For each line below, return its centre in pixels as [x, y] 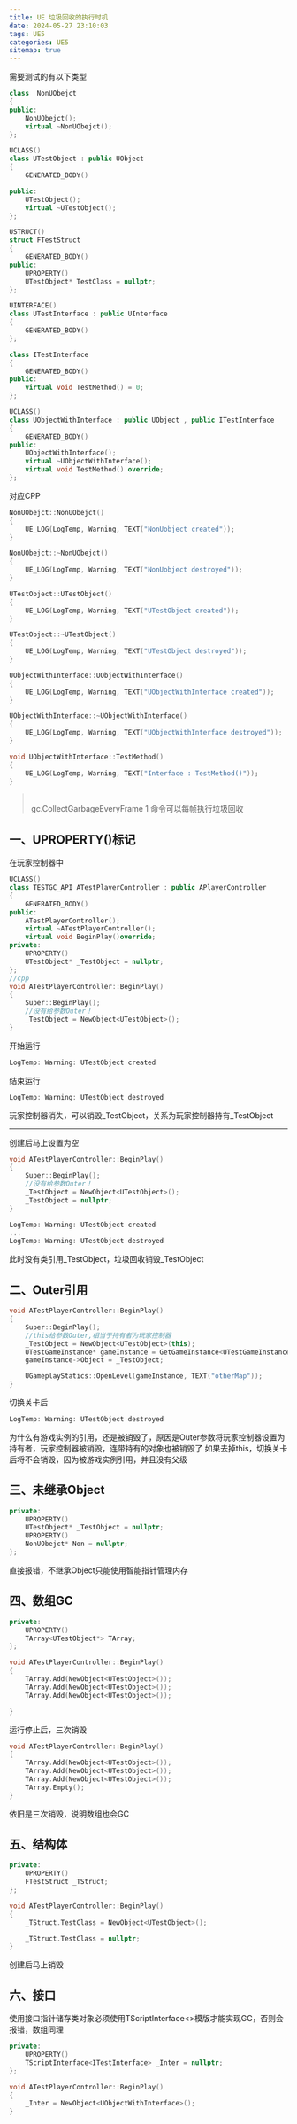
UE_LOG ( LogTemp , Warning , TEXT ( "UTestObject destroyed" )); [136, 651]
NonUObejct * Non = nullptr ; [76, 1544]
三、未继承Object [57, 1490]
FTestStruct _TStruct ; [67, 1882]
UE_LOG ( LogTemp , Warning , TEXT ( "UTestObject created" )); [132, 611]
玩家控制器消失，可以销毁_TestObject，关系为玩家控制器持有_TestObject [141, 1115]
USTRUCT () [27, 232]
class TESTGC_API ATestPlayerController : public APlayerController [138, 888]
